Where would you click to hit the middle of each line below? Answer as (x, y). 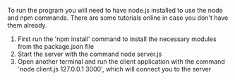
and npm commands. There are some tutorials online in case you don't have (118, 18)
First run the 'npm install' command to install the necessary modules (117, 39)
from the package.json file (55, 46)
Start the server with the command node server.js (90, 54)
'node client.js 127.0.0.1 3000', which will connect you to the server (114, 69)
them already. (27, 25)
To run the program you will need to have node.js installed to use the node (115, 10)
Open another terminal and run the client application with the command (121, 62)
